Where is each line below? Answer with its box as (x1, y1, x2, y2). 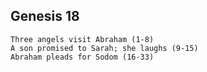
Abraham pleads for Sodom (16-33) (10, 52, 155, 62)
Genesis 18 (10, 8, 80, 25)
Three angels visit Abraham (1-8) (10, 34, 155, 44)
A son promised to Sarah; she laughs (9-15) (10, 43, 199, 53)
